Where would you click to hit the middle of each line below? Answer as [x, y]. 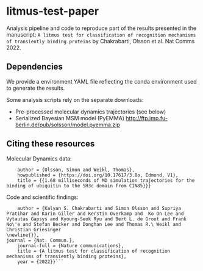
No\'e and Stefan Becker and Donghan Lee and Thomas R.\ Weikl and [94, 224]
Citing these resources [51, 144]
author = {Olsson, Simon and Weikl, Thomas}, [76, 170]
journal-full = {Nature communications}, [70, 245]
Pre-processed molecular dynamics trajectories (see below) [91, 112]
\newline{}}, [23, 235]
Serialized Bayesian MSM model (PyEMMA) [70, 118]
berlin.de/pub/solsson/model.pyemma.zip [68, 125]
